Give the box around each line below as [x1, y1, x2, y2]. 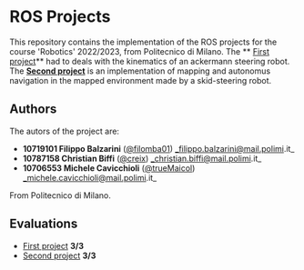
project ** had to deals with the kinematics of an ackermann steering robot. [9, 55, 290, 66]
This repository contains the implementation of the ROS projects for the [9, 36, 278, 47]
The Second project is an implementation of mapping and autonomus [9, 65, 271, 76]
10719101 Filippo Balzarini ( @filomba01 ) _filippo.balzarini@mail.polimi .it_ [22, 143, 295, 154]
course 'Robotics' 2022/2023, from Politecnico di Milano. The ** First [9, 45, 270, 56]
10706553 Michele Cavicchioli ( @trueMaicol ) [22, 162, 196, 174]
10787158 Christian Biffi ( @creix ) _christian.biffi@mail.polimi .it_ [22, 153, 262, 164]
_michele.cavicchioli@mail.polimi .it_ [22, 172, 157, 183]
